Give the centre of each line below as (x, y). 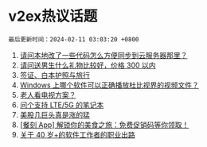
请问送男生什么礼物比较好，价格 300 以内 (88, 65)
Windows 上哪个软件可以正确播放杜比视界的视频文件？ (109, 85)
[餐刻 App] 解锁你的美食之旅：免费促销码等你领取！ (104, 125)
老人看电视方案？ (48, 95)
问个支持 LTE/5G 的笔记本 (62, 105)
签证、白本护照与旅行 (55, 75)
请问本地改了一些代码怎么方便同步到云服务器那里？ (103, 55)
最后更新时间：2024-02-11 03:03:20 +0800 (74, 39)
